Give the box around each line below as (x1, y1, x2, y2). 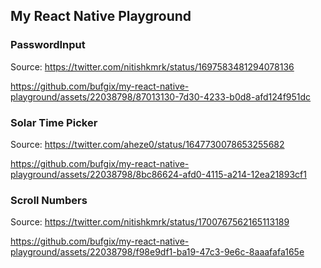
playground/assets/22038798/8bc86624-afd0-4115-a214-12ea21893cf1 (10, 168, 307, 180)
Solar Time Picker (10, 115, 98, 129)
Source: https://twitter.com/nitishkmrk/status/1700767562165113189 (10, 216, 290, 228)
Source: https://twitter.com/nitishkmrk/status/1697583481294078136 (10, 60, 295, 73)
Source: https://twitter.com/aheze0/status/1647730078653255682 (10, 138, 285, 150)
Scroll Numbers (10, 193, 88, 207)
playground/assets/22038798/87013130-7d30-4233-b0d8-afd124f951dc (10, 90, 312, 103)
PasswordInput (10, 38, 86, 52)
